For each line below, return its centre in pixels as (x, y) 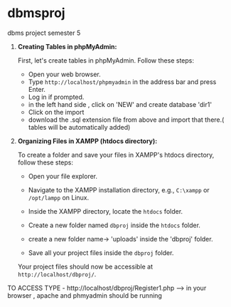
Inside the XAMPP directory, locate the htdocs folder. (106, 211)
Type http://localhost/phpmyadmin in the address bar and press (122, 82)
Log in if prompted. (56, 97)
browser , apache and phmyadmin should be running (85, 295)
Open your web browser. (64, 74)
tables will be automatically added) (79, 127)
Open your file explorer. (63, 176)
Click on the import (56, 112)
